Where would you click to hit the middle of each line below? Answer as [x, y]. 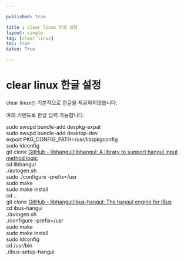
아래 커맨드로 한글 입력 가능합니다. [45, 115]
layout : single [25, 33]
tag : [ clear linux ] [30, 38]
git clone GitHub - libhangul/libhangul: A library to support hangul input [92, 152]
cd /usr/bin [19, 245]
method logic [22, 158]
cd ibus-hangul [24, 208]
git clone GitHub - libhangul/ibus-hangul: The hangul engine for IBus [89, 202]
